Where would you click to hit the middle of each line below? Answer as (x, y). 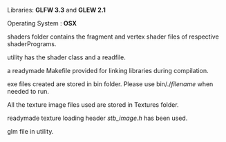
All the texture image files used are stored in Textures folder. (93, 105)
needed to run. (28, 91)
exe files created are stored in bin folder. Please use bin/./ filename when (110, 84)
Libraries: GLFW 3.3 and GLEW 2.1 (56, 10)
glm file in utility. (30, 131)
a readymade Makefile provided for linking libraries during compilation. (108, 71)
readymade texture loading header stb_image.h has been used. (97, 118)
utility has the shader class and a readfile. (66, 57)
